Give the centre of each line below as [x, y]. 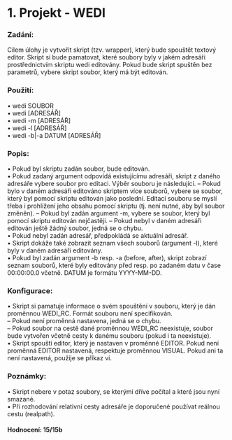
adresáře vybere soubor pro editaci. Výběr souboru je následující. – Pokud [114, 184]
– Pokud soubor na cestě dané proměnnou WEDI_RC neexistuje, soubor [110, 328]
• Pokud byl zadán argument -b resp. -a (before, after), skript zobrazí [107, 258]
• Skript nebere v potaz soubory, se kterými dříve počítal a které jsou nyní [114, 391]
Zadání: [21, 35]
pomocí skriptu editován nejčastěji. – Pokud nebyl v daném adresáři [104, 221]
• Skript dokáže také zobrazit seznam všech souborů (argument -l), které [113, 243]
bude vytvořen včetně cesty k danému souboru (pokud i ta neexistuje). [109, 336]
